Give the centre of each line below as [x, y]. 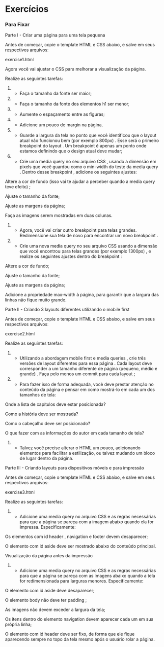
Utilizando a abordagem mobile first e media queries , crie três [83, 358]
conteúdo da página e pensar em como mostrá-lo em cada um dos [87, 390]
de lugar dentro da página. [46, 458]
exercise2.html [20, 334]
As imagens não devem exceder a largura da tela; [55, 610]
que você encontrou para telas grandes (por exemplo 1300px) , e [85, 251]
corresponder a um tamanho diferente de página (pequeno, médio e [88, 369]
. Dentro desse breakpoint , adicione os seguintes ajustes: [78, 172]
